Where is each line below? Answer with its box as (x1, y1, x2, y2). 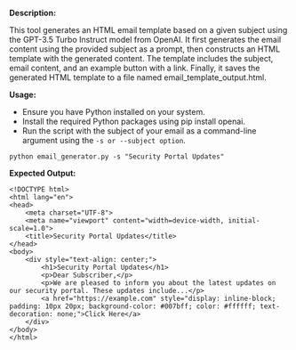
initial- (228, 216, 260, 225)
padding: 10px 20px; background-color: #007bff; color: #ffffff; (9, 302, 256, 311)
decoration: (9, 310, 53, 319)
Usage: (9, 89, 37, 100)
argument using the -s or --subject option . (21, 135, 187, 145)
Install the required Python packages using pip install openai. (21, 116, 246, 126)
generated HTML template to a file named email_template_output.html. (9, 72, 267, 83)
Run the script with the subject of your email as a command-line (21, 126, 257, 136)
